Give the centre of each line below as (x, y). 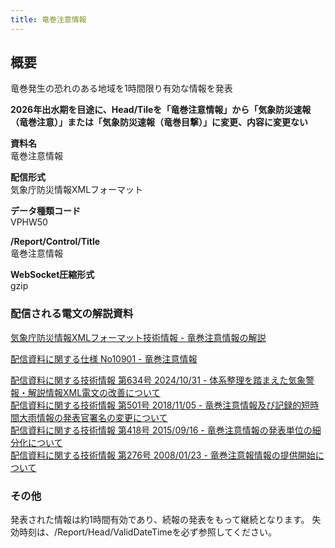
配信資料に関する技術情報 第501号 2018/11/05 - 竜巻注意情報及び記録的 (156, 405)
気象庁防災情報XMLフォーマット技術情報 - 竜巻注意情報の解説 (138, 337)
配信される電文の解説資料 (72, 314)
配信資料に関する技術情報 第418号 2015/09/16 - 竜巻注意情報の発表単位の (161, 430)
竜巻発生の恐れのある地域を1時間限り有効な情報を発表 (121, 88)
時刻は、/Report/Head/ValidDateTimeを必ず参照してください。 (147, 532)
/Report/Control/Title (55, 242)
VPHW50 (29, 222)
